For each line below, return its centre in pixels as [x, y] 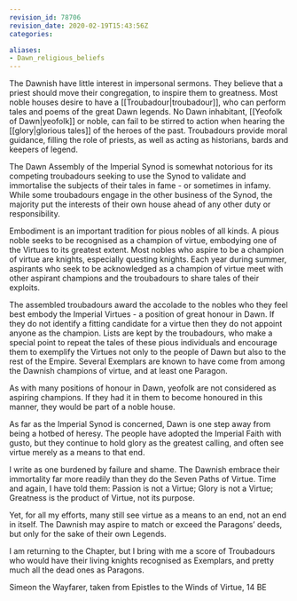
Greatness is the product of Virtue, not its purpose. [102, 498]
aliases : [25, 50]
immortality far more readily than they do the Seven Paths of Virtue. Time [143, 479]
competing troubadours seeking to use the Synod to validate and [128, 176]
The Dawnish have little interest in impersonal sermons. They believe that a [146, 83]
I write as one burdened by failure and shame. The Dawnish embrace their [145, 470]
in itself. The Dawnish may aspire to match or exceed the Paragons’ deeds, [146, 525]
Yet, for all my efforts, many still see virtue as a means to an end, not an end [148, 515]
